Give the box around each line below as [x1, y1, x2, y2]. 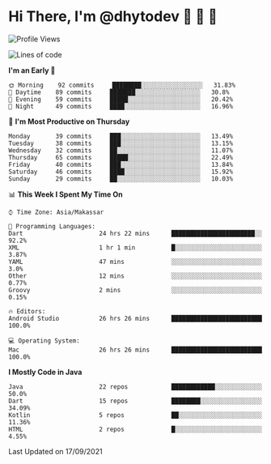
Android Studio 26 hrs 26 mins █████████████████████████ [8, 314, 263, 322]
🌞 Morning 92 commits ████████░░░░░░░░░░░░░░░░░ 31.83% [8, 81, 236, 89]
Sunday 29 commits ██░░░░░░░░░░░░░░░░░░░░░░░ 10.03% [8, 174, 233, 183]
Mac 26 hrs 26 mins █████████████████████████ [8, 346, 263, 354]
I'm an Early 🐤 [8, 65, 56, 75]
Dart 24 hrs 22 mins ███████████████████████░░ [8, 229, 263, 237]
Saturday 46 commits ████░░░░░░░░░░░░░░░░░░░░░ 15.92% [8, 168, 233, 176]
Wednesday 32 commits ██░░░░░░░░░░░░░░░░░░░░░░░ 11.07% [8, 146, 233, 155]
